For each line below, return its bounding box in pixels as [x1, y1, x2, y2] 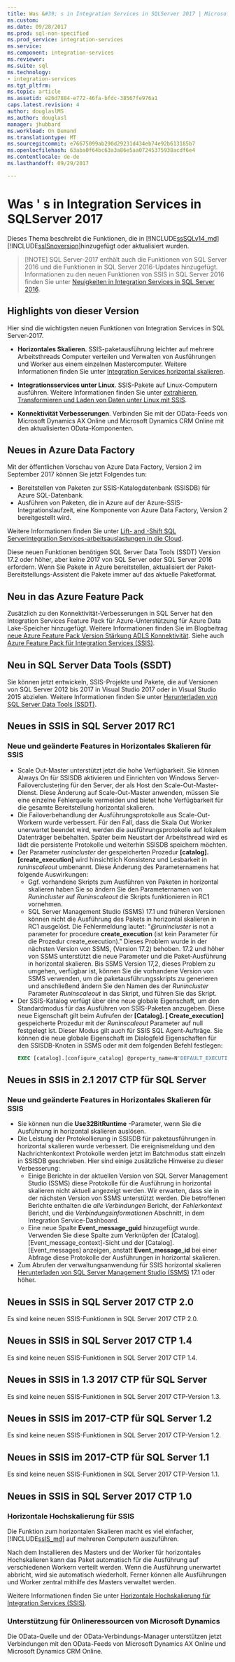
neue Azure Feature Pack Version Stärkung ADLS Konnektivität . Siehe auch [7, 631, 225, 640]
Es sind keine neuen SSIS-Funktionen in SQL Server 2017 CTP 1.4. [7, 1353, 197, 1362]
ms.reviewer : [7, 56, 45, 63]
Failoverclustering [17, 781, 69, 789]
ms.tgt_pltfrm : [7, 82, 52, 89]
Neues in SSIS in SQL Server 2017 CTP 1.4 [7, 1334, 192, 1347]
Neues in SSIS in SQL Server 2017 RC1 [7, 720, 175, 732]
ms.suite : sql [7, 62, 49, 69]
